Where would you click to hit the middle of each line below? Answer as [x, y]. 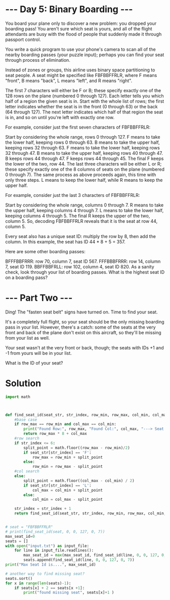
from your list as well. [28, 338]
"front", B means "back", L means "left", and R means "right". [69, 81]
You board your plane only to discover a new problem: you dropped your [81, 23]
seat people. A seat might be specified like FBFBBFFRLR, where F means [81, 75]
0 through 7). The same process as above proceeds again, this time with [81, 174]
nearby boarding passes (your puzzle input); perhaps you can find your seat [85, 55]
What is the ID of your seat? [34, 363]
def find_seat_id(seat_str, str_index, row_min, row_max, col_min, [78, 415]
